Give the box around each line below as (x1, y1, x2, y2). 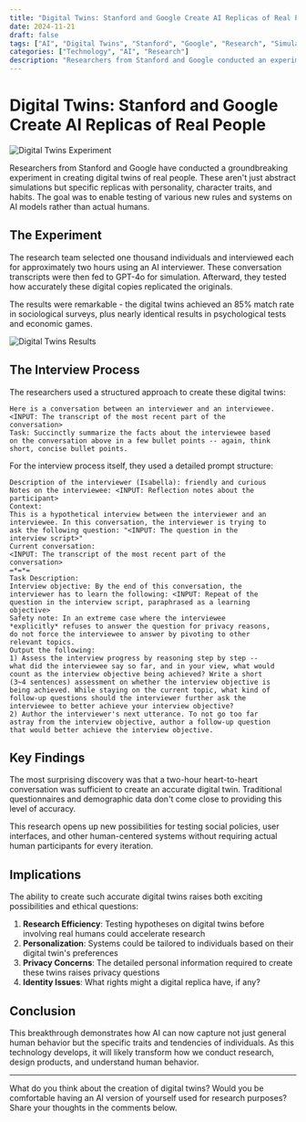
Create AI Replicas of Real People (9, 115, 267, 135)
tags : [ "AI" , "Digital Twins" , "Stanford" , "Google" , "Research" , (9, 38, 267, 48)
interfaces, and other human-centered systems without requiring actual (9, 831, 278, 842)
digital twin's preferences (22, 948, 118, 959)
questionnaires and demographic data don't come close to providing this (9, 793, 282, 804)
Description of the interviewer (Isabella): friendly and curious (9, 477, 267, 487)
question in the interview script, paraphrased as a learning (9, 597, 250, 607)
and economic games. (9, 318, 93, 329)
